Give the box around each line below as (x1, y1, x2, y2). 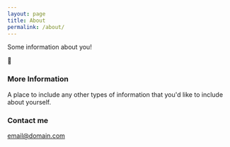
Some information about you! (7, 43, 92, 52)
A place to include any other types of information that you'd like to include (7, 90, 224, 99)
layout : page (7, 10, 46, 18)
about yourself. (7, 98, 52, 106)
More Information (7, 74, 69, 84)
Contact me (7, 115, 49, 125)
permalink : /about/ (7, 23, 65, 30)
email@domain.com (7, 131, 66, 140)
